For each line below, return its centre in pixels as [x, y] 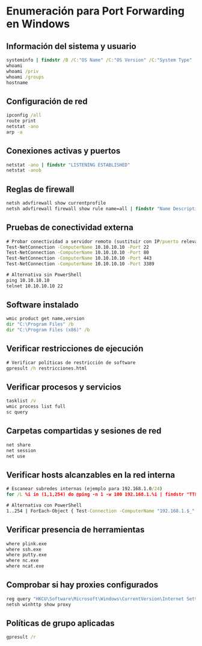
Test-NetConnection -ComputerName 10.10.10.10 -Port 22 [78, 247]
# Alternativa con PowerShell [44, 505]
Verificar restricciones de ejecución [75, 349]
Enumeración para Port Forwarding [96, 11]
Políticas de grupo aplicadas [61, 623]
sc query [17, 412]
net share [19, 445]
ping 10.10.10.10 [28, 280]
